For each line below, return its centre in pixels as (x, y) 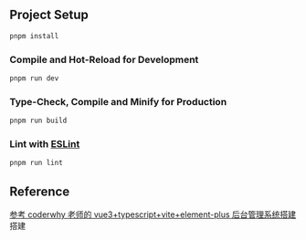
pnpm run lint (37, 163)
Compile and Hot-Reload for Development (104, 59)
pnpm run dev (34, 78)
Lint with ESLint (45, 143)
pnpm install (34, 36)
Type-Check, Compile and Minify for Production (118, 101)
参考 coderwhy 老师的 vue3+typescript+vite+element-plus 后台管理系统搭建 (153, 214)
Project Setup (49, 15)
